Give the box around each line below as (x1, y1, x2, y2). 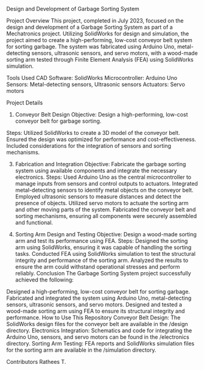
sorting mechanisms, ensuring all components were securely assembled (15, 212, 197, 219)
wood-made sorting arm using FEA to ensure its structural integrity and (6, 308, 185, 314)
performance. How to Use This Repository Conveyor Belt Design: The (6, 314, 181, 321)
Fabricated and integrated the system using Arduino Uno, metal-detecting (6, 294, 192, 302)
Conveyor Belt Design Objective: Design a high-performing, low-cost (15, 111, 188, 118)
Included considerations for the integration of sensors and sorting (6, 142, 172, 149)
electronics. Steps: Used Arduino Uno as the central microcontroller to (15, 173, 192, 181)
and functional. (15, 219, 54, 226)
